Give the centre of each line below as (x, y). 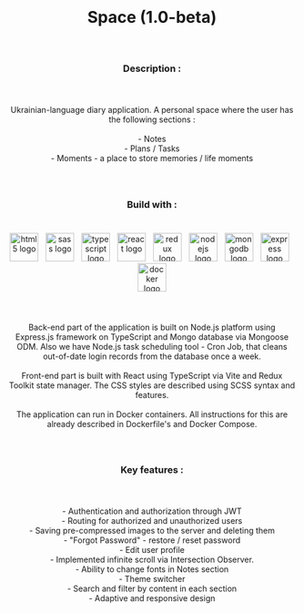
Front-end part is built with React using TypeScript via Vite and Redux (152, 375)
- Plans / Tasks (152, 148)
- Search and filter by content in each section (152, 588)
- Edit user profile (152, 550)
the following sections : (152, 119)
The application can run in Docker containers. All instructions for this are (152, 414)
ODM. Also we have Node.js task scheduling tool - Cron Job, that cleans (152, 346)
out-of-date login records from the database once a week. (152, 356)
